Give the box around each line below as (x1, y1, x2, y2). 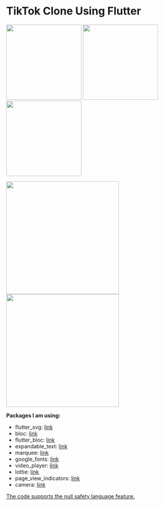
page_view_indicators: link (14, 474, 80, 482)
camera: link (14, 481, 46, 488)
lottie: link (14, 468, 40, 475)
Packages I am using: (6, 412, 61, 419)
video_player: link (14, 461, 59, 469)
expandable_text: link (14, 442, 68, 449)
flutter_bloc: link (14, 436, 55, 443)
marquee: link (14, 449, 49, 456)
